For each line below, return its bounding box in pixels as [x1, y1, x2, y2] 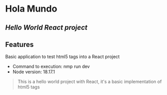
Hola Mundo [5, 3, 58, 15]
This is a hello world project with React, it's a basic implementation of [17, 79, 162, 85]
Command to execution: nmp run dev [12, 64, 90, 70]
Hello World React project [5, 23, 88, 32]
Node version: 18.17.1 [12, 69, 55, 75]
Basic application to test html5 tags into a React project [5, 54, 120, 60]
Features [5, 40, 34, 49]
